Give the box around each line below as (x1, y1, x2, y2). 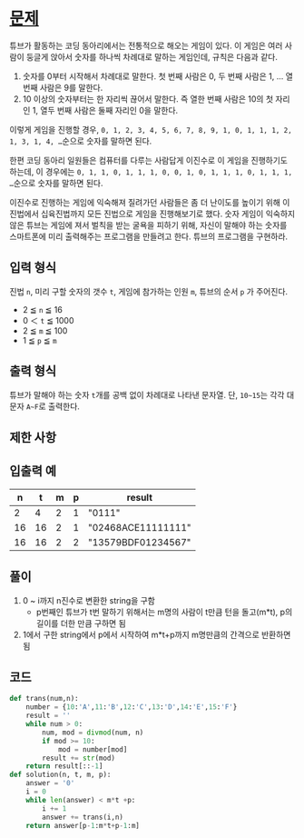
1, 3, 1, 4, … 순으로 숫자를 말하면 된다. (9, 135, 152, 146)
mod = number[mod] (57, 744, 128, 754)
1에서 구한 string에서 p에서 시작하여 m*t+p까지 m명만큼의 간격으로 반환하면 (22, 629, 291, 640)
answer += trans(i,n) (42, 813, 124, 822)
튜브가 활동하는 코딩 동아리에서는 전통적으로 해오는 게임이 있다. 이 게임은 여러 (9, 40, 283, 51)
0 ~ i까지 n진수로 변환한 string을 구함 (22, 594, 156, 605)
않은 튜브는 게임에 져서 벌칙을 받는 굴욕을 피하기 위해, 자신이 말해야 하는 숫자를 (9, 219, 288, 230)
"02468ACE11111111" (87, 521, 192, 534)
